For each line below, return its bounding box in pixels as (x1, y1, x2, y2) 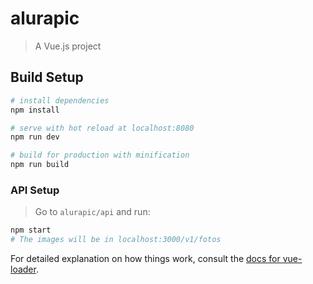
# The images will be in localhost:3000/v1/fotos (10, 235, 222, 245)
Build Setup (10, 69, 84, 86)
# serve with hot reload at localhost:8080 (10, 123, 195, 133)
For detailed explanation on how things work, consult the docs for (10, 253, 281, 265)
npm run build (10, 160, 70, 170)
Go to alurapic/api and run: (34, 206, 151, 218)
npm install (10, 105, 60, 115)
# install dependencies (10, 95, 110, 106)
